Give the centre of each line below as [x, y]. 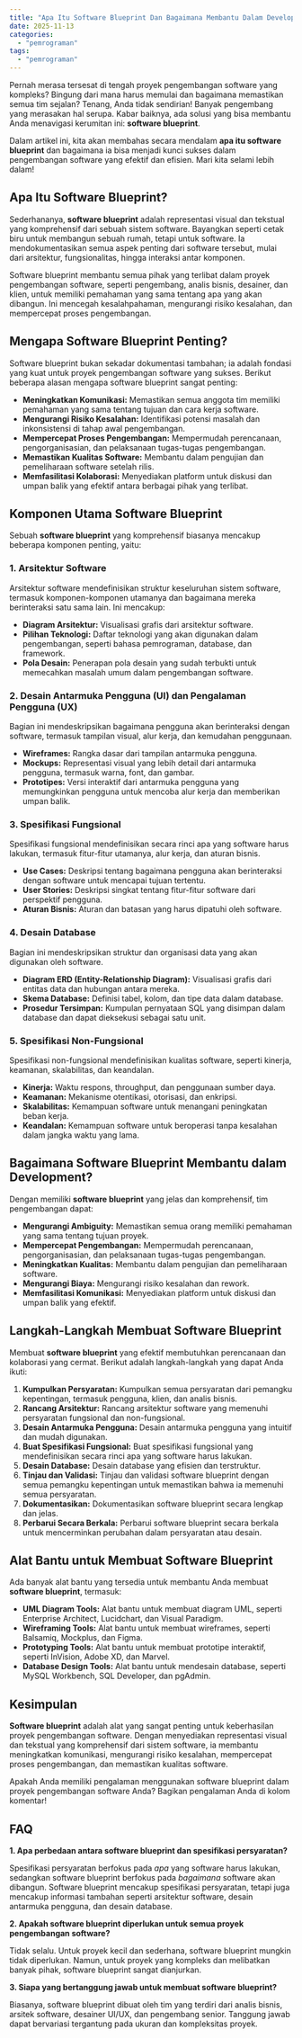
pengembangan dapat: [52, 1208]
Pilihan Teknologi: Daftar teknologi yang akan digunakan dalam [140, 634]
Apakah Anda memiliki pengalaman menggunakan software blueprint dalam [149, 1782]
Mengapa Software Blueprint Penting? [118, 341]
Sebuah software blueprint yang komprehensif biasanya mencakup [135, 535]
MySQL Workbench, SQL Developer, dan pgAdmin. [116, 1676]
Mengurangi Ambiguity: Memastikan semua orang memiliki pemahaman [157, 1226]
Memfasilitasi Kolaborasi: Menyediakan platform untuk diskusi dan [147, 476]
